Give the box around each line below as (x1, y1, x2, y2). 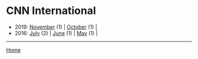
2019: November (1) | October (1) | (14, 23, 97, 30)
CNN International (6, 4, 96, 18)
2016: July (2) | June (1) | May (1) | (14, 29, 98, 36)
